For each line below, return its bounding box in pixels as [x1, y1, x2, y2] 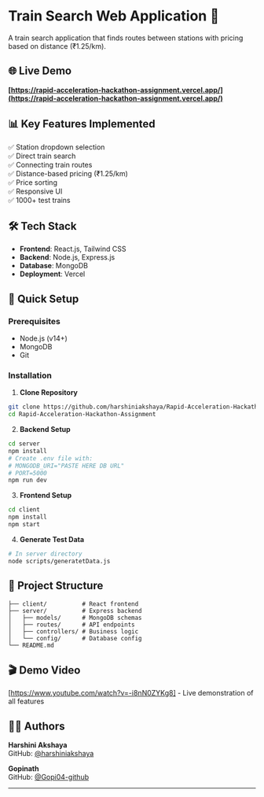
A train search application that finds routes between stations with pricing [8, 33, 244, 42]
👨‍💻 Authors [8, 719, 65, 732]
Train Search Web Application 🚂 [8, 7, 220, 25]
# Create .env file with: [8, 454, 93, 463]
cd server [8, 440, 41, 448]
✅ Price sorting [8, 177, 57, 187]
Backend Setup [19, 425, 71, 434]
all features [8, 696, 45, 707]
